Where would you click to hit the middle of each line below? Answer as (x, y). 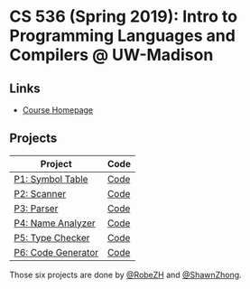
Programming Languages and (123, 36)
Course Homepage (57, 110)
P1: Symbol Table (51, 179)
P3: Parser (36, 208)
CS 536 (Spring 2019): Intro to (123, 17)
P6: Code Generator (56, 252)
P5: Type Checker (52, 238)
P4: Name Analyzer (55, 223)
